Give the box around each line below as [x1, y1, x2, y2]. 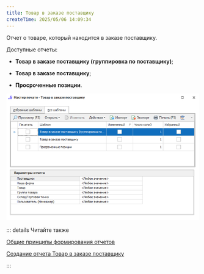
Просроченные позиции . [15, 81, 82, 89]
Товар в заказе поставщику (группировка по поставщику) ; [15, 57, 174, 65]
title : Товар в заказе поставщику [6, 10, 95, 16]
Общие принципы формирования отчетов [6, 238, 115, 245]
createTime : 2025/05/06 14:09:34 [6, 16, 92, 23]
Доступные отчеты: [6, 46, 58, 53]
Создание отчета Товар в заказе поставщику [6, 250, 125, 257]
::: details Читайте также [6, 226, 69, 234]
